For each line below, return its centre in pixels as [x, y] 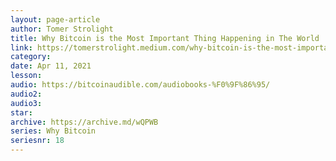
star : [21, 112]
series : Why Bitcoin [53, 131]
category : [31, 57]
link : [21, 47]
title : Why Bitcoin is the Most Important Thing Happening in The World [165, 38]
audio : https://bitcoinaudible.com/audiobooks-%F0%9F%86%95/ [140, 85]
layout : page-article [55, 19]
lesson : [26, 76]
